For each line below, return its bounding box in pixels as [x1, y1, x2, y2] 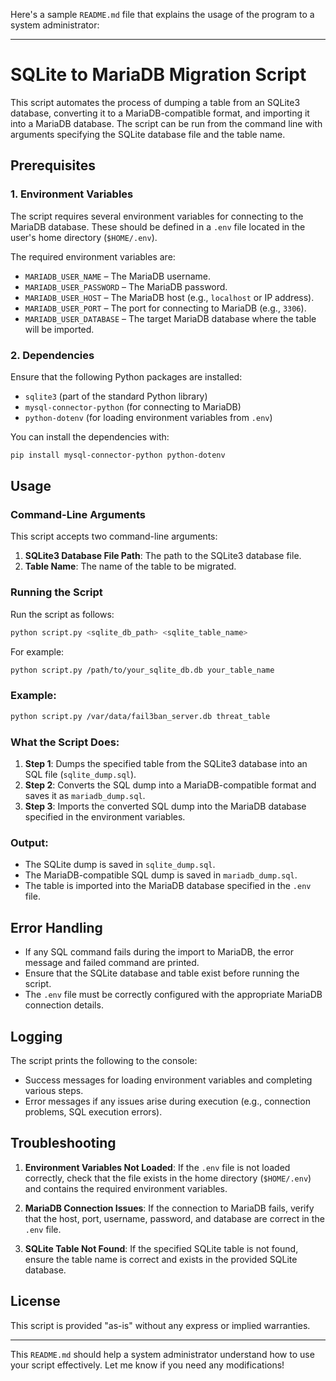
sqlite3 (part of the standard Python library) [24, 390, 208, 402]
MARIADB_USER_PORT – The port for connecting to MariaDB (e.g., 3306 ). [24, 302, 307, 314]
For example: [10, 645, 65, 658]
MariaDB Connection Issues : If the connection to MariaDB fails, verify [24, 1202, 315, 1214]
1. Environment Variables [10, 187, 134, 201]
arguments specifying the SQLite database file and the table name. [10, 128, 286, 140]
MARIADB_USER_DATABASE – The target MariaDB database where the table [24, 312, 317, 324]
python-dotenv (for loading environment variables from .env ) [24, 411, 273, 423]
